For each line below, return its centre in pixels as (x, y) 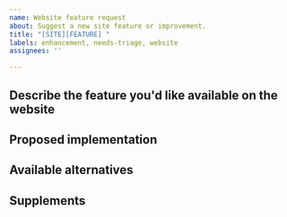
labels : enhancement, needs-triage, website (94, 43)
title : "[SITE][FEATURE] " (60, 34)
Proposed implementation (83, 139)
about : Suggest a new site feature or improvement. (108, 26)
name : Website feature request (68, 17)
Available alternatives (71, 170)
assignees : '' (36, 51)
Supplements (48, 200)
